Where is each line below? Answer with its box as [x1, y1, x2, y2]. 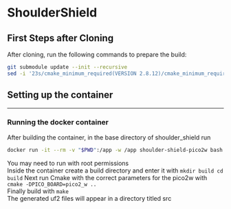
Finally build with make [7, 187, 69, 195]
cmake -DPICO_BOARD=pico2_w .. [7, 181, 97, 188]
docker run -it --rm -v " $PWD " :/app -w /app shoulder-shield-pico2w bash [7, 146, 223, 153]
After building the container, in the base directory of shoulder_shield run [7, 133, 211, 142]
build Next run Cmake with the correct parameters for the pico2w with [7, 173, 208, 181]
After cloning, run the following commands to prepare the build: [7, 50, 187, 58]
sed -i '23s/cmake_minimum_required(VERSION [7, 70, 137, 77]
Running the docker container [7, 118, 109, 127]
